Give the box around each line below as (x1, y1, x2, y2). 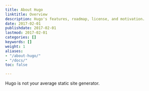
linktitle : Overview (5, 12, 48, 17)
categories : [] (5, 35, 37, 40)
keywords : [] (5, 40, 32, 45)
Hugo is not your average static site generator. (5, 80, 100, 87)
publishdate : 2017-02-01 (5, 26, 56, 31)
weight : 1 (5, 44, 26, 49)
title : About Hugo (5, 7, 43, 12)
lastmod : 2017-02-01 (5, 30, 48, 35)
